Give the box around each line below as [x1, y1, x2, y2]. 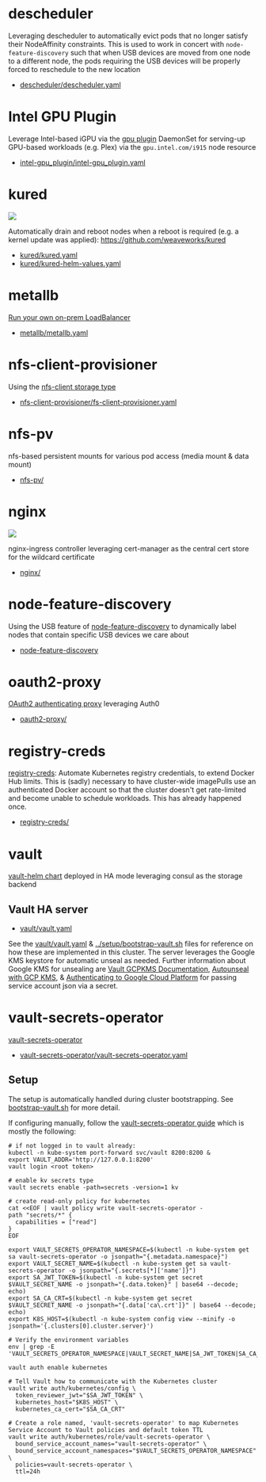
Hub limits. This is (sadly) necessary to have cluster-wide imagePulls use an [8, 777, 256, 787]
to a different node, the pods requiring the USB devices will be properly [8, 56, 241, 66]
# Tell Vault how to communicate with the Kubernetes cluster [8, 1377, 218, 1385]
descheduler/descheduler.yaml [19, 80, 121, 90]
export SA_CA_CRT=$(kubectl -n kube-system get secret [8, 1294, 193, 1302]
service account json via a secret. [8, 981, 119, 991]
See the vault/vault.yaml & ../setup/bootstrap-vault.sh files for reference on [8, 939, 253, 949]
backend [8, 880, 37, 890]
